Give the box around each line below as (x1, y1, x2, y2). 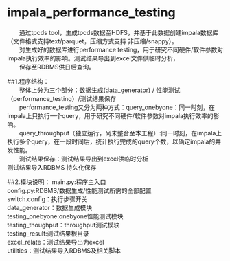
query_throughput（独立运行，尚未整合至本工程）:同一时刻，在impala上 (19, 128, 222, 137)
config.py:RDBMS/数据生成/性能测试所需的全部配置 (7, 186, 152, 194)
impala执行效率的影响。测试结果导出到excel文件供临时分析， (7, 54, 180, 63)
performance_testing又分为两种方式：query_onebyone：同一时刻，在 (19, 103, 215, 111)
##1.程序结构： (7, 77, 49, 85)
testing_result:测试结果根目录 (7, 229, 89, 238)
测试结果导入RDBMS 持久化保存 (7, 163, 97, 171)
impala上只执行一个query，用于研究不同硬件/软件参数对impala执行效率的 (7, 111, 214, 120)
